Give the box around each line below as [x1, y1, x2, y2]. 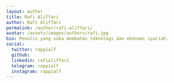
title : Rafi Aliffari [6, 14, 59, 20]
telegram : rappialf [11, 63, 59, 69]
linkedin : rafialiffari [11, 57, 69, 63]
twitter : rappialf [11, 47, 57, 53]
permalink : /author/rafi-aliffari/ [6, 25, 93, 31]
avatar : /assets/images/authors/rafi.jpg [6, 30, 109, 36]
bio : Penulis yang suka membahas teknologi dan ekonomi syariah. [6, 36, 169, 41]
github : [11, 52, 30, 58]
